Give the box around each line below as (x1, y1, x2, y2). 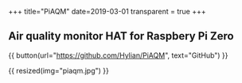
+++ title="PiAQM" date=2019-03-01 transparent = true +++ (8, 7, 206, 16)
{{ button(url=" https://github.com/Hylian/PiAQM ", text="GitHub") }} (8, 51, 228, 60)
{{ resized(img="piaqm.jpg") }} (8, 66, 109, 75)
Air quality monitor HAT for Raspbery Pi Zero (8, 29, 234, 43)
